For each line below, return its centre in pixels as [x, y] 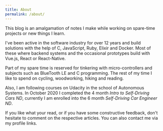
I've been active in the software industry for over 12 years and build [73, 43]
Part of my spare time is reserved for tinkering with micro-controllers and [79, 68]
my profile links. [21, 123]
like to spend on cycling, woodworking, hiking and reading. [64, 78]
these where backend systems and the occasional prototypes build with [78, 53]
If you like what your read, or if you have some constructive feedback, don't [81, 112]
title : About [18, 10]
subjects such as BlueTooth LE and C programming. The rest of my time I [79, 73]
